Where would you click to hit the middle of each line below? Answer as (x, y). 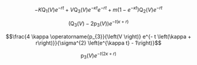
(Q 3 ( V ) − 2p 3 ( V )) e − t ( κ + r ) (98, 24)
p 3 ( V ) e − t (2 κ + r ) (98, 55)
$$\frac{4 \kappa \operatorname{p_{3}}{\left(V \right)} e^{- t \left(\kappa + (98, 36)
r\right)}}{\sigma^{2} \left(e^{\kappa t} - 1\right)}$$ (98, 43)
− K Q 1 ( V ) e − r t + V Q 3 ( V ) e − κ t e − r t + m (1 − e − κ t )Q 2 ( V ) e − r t (98, 10)
